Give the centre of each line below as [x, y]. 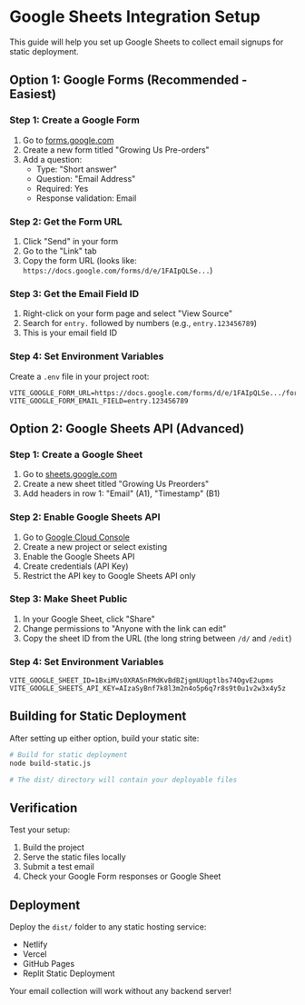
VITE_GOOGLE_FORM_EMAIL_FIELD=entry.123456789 [99, 401]
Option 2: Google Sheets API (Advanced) [127, 428]
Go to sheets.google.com [70, 474]
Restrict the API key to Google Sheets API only [109, 575]
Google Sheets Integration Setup [135, 17]
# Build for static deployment [69, 755]
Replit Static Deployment [69, 973]
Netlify [35, 945]
